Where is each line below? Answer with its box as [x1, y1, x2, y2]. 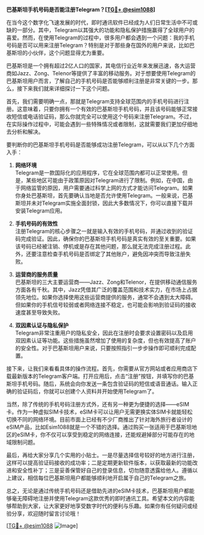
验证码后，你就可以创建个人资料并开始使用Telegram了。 [16, 388, 158, 395]
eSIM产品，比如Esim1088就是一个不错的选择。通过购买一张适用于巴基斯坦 [6, 423, 192, 431]
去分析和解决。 [6, 128, 44, 135]
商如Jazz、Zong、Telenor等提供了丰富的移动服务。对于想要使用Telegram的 [6, 70, 196, 77]
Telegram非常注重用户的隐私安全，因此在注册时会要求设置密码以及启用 [15, 329, 193, 336]
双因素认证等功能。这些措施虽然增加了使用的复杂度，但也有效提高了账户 [15, 337, 196, 344]
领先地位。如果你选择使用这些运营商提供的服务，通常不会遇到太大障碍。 [15, 294, 196, 301]
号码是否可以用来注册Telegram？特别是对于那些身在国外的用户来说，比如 [6, 42, 189, 49]
